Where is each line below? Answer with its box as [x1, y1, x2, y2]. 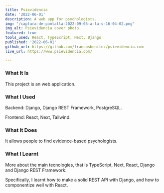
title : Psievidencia [5, 7, 48, 12]
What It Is [5, 70, 29, 77]
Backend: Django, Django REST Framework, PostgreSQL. [5, 105, 122, 111]
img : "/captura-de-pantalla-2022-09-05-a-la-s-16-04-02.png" [5, 21, 135, 26]
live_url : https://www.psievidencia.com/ [5, 49, 93, 54]
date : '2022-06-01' [5, 12, 46, 17]
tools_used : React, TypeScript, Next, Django [5, 35, 101, 40]
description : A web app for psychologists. [5, 16, 97, 21]
